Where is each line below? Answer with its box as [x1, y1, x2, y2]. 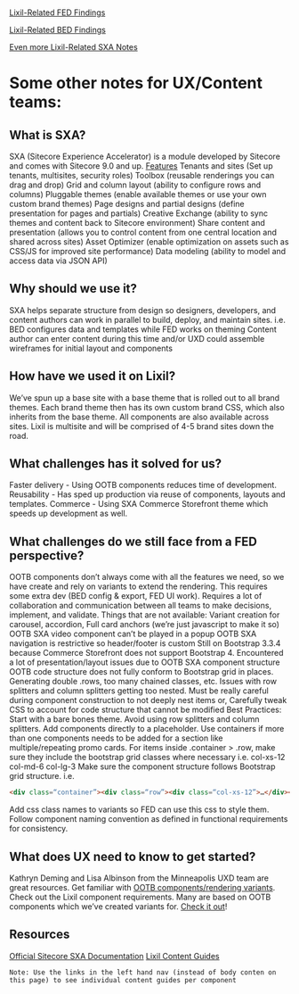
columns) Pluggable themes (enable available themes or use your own [9, 189, 267, 199]
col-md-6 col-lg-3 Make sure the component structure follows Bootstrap [9, 761, 276, 772]
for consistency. [9, 824, 69, 834]
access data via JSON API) [9, 255, 109, 266]
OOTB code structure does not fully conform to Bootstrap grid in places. [9, 667, 274, 677]
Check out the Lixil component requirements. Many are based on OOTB [9, 891, 271, 902]
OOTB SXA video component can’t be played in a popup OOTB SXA [9, 628, 257, 640]
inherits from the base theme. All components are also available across [9, 411, 270, 422]
